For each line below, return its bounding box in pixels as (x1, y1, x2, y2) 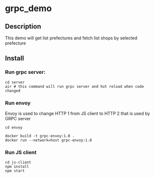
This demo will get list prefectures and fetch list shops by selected (5, 35, 138, 41)
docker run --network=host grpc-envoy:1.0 (5, 138, 92, 143)
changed (5, 88, 21, 93)
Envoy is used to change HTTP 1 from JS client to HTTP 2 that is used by (5, 110, 150, 116)
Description (5, 22, 41, 31)
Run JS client (5, 149, 37, 156)
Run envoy (5, 99, 31, 106)
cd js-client (5, 160, 31, 165)
